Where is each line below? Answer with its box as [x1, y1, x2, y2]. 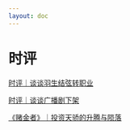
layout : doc [8, 11, 48, 20]
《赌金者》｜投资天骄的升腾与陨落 [8, 112, 122, 122]
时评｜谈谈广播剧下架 [8, 95, 79, 105]
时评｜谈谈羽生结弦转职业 [8, 78, 94, 88]
